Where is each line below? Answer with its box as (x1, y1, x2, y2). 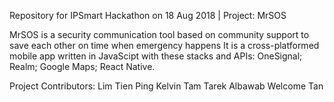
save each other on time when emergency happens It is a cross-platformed (9, 40, 320, 51)
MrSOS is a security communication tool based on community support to (9, 29, 310, 40)
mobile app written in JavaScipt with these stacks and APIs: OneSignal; (9, 50, 303, 62)
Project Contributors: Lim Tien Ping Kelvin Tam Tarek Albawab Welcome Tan (9, 80, 324, 92)
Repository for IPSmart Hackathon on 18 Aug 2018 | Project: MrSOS (9, 10, 287, 21)
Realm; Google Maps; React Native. (9, 61, 156, 72)
